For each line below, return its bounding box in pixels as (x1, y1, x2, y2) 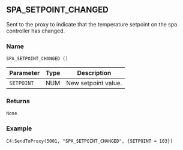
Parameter (9, 69, 40, 77)
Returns (6, 97, 30, 106)
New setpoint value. (65, 79, 122, 88)
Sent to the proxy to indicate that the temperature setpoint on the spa (6, 20, 178, 28)
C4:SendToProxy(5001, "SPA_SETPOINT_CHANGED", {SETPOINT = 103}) (6, 138, 173, 144)
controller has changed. (6, 27, 65, 34)
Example (6, 124, 32, 133)
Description (77, 69, 112, 77)
